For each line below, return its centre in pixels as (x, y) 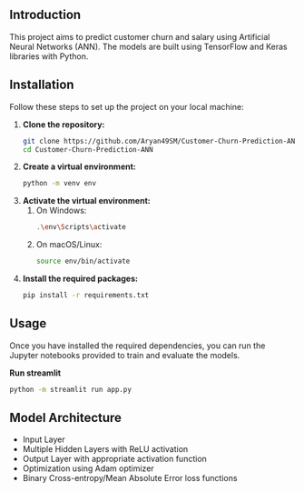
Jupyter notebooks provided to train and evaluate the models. (125, 355)
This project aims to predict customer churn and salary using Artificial (140, 36)
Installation (42, 85)
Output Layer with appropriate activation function (114, 459)
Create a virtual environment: (79, 166)
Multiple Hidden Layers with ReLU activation (105, 449)
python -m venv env (59, 184)
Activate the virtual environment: (87, 201)
